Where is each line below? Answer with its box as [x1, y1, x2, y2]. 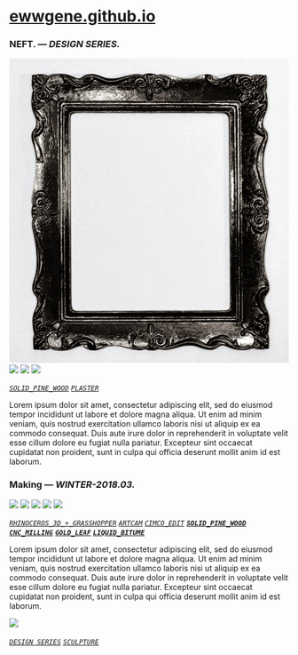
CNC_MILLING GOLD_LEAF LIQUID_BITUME [9, 528, 145, 537]
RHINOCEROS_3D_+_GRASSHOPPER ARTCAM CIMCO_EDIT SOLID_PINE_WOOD [9, 518, 247, 528]
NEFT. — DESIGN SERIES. [9, 38, 121, 51]
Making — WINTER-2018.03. [9, 478, 136, 491]
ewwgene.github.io [9, 6, 156, 27]
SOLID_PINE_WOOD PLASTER [9, 384, 99, 393]
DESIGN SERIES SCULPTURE [9, 637, 99, 646]
